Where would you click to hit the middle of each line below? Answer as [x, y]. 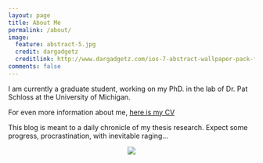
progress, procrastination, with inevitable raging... [88, 136]
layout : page [29, 15]
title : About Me [34, 23]
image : [19, 37]
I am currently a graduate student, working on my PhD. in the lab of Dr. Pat [128, 89]
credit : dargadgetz [47, 52]
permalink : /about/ [40, 30]
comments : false [34, 67]
